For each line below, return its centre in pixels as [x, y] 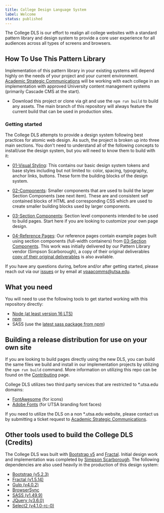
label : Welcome [21, 14]
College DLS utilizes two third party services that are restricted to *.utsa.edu [82, 385]
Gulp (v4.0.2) [25, 484]
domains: [14, 390]
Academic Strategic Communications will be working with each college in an [82, 81]
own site [18, 347]
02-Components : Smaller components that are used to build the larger [83, 191]
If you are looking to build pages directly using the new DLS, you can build [80, 359]
